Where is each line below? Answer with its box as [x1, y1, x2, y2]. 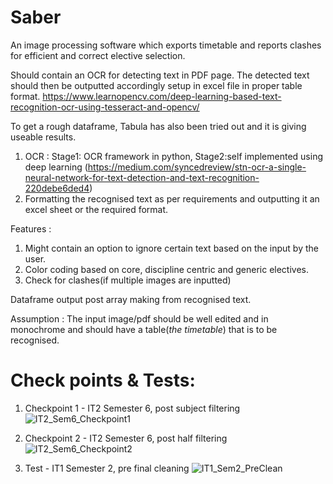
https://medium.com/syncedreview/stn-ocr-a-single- [87, 161, 307, 173]
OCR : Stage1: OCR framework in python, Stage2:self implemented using [24, 150, 324, 162]
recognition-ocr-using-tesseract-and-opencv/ [10, 101, 200, 113]
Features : [10, 222, 52, 235]
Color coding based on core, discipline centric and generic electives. [24, 263, 309, 275]
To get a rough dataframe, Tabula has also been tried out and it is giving [10, 120, 307, 132]
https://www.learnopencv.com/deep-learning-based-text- [42, 90, 282, 102]
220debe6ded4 [24, 182, 90, 194]
